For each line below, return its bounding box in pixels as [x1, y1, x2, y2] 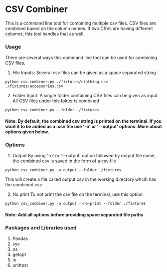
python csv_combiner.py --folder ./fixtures [5, 108, 99, 113]
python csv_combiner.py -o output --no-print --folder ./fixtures [5, 201, 146, 206]
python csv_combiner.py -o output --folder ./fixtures [5, 168, 122, 173]
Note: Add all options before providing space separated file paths [5, 211, 144, 217]
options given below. [5, 129, 49, 135]
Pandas [12, 235, 28, 241]
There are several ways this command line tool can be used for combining [5, 55, 157, 61]
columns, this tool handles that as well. [5, 31, 85, 37]
